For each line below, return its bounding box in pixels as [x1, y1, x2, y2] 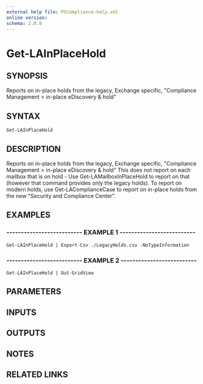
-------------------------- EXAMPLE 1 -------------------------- [6, 228, 196, 236]
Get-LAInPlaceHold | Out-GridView [6, 269, 94, 276]
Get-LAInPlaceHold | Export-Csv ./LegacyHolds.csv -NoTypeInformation [6, 242, 190, 248]
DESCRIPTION [6, 144, 61, 154]
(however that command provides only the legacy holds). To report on [6, 179, 182, 187]
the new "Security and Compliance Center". [6, 193, 116, 199]
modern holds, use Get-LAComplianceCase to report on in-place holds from [6, 186, 197, 193]
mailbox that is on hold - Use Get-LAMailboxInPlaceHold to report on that [6, 173, 190, 180]
